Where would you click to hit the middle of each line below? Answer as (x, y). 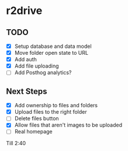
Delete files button (37, 118)
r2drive (24, 11)
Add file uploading (37, 66)
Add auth (25, 59)
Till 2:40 (16, 143)
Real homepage (33, 132)
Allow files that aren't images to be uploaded (68, 125)
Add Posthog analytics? (43, 73)
